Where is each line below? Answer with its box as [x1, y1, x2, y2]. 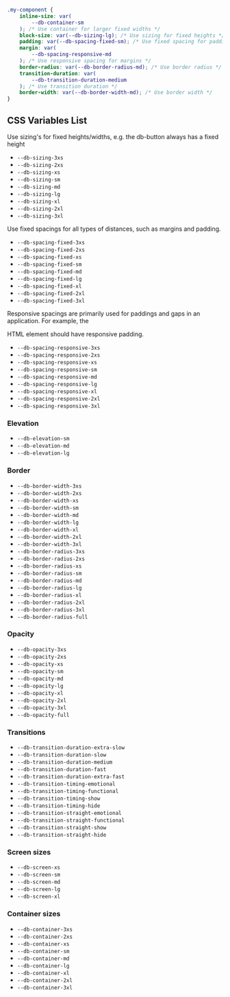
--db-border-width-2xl [16, 533, 82, 540]
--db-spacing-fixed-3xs [16, 239, 86, 246]
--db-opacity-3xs [16, 646, 67, 653]
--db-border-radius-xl [16, 592, 82, 598]
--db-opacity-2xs [16, 653, 67, 660]
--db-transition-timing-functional [16, 788, 119, 795]
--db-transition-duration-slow [16, 752, 107, 759]
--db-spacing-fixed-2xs [16, 247, 86, 253]
